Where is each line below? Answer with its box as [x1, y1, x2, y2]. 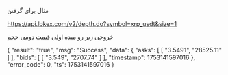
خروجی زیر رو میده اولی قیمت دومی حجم [7, 33, 114, 41]
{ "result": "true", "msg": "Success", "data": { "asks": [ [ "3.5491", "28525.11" [7, 46, 223, 54]
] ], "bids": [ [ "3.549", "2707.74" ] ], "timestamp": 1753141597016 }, [7, 53, 196, 61]
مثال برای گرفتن [7, 7, 49, 14]
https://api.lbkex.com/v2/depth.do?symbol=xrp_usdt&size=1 [7, 20, 177, 27]
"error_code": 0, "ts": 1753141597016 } [7, 61, 114, 68]
